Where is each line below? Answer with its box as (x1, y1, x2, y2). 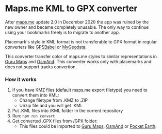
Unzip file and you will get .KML (19, 103, 83, 109)
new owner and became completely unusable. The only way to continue (5, 24, 149, 30)
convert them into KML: (12, 92, 59, 98)
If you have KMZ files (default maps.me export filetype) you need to (12, 87, 148, 93)
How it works (5, 76, 37, 83)
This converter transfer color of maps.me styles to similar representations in (5, 53, 157, 59)
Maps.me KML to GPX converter (5, 3, 138, 14)
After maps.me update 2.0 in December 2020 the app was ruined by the (5, 19, 149, 25)
